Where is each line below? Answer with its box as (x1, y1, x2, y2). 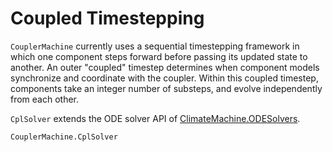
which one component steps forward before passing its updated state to (10, 50, 308, 62)
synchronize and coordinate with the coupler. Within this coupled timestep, (10, 72, 319, 84)
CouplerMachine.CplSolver (10, 132, 118, 142)
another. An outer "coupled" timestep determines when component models (10, 61, 320, 73)
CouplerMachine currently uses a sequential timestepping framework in (10, 40, 300, 52)
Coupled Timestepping (10, 7, 205, 30)
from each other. (10, 93, 80, 105)
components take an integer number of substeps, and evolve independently (10, 82, 323, 94)
